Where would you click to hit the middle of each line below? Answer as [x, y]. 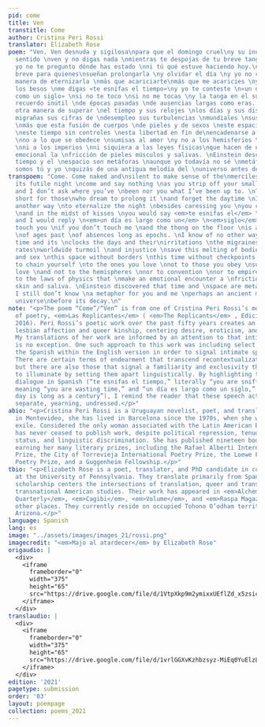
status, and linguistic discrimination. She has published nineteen [130, 440]
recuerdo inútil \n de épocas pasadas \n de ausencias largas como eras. [136, 103]
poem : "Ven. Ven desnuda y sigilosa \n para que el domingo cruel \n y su [127, 52]
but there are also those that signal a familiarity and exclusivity [132, 367]
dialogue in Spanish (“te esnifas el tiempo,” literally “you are [127, 382]
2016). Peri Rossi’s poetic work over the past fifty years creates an [136, 323]
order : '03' [28, 697]
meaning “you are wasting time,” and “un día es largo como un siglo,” [136, 389]
